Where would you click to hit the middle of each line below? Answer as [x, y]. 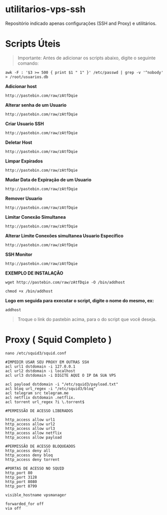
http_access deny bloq [29, 455]
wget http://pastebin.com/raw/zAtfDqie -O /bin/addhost [65, 282]
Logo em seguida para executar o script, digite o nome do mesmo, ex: [80, 300]
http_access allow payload [34, 437]
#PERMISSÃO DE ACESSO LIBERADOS [39, 411]
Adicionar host [21, 86]
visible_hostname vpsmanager [36, 495]
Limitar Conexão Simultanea [36, 217]
